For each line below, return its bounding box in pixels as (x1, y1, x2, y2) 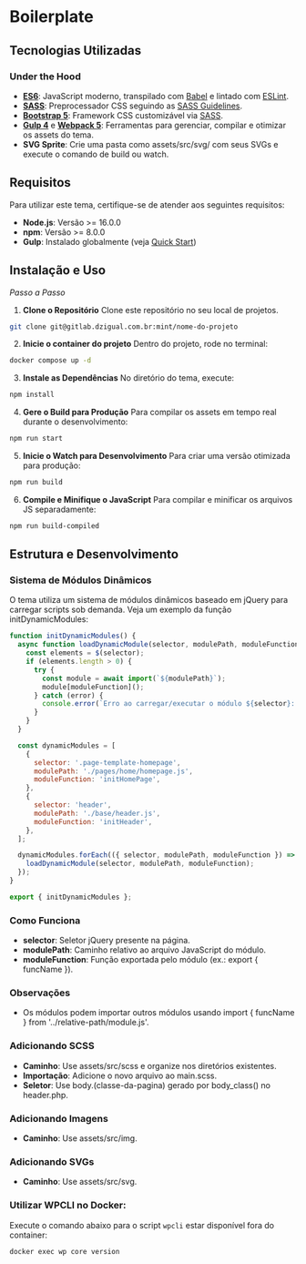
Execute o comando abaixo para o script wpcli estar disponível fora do (9, 1219, 275, 1230)
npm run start (9, 434, 64, 443)
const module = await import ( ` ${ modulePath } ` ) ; (42, 674, 226, 683)
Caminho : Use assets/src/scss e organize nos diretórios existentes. (22, 1060, 277, 1071)
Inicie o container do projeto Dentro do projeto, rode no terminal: (22, 339, 269, 350)
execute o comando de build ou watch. (22, 148, 169, 159)
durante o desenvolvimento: (22, 416, 128, 427)
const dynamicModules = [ (17, 740, 117, 750)
